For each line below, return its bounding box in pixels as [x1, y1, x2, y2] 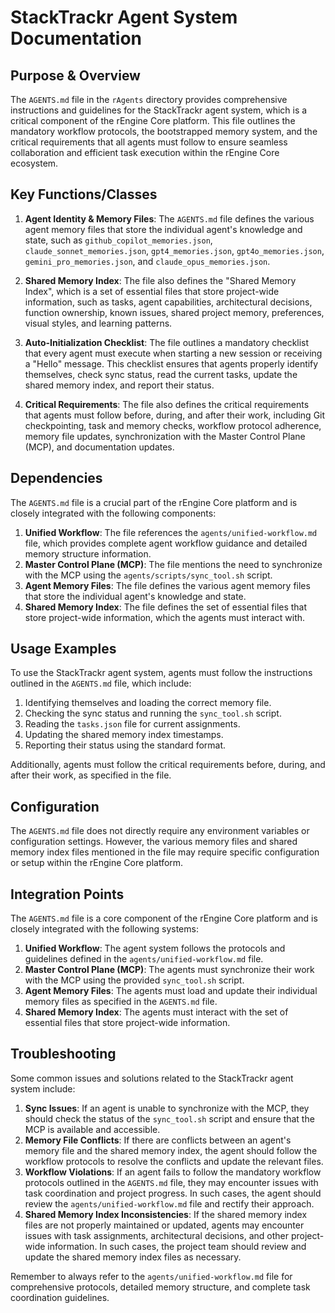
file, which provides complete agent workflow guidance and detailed [24, 537, 308, 549]
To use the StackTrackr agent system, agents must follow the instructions [10, 667, 313, 679]
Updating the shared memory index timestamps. [24, 729, 224, 741]
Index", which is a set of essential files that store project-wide [24, 285, 280, 297]
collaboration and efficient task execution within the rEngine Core [10, 147, 280, 158]
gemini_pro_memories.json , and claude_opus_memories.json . [24, 255, 271, 267]
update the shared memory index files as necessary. [24, 1251, 242, 1263]
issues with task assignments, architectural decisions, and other [24, 1229, 290, 1241]
